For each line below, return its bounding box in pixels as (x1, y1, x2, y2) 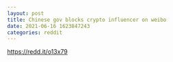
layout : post (7, 10, 44, 17)
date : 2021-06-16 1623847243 (7, 22, 90, 29)
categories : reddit (7, 29, 63, 36)
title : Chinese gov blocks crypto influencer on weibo (7, 16, 167, 23)
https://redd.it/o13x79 (7, 48, 68, 56)
